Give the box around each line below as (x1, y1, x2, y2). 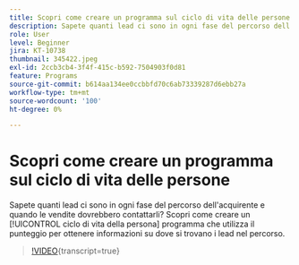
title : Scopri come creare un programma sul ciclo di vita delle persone (9, 13, 291, 22)
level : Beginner (9, 38, 70, 47)
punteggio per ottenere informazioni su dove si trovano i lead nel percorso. (9, 228, 286, 239)
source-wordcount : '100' (9, 96, 102, 106)
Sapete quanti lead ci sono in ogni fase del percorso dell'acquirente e (9, 200, 266, 210)
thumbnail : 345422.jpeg (9, 55, 98, 64)
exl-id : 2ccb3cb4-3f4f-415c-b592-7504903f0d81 (9, 64, 186, 73)
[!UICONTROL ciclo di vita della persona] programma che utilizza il (9, 218, 255, 229)
